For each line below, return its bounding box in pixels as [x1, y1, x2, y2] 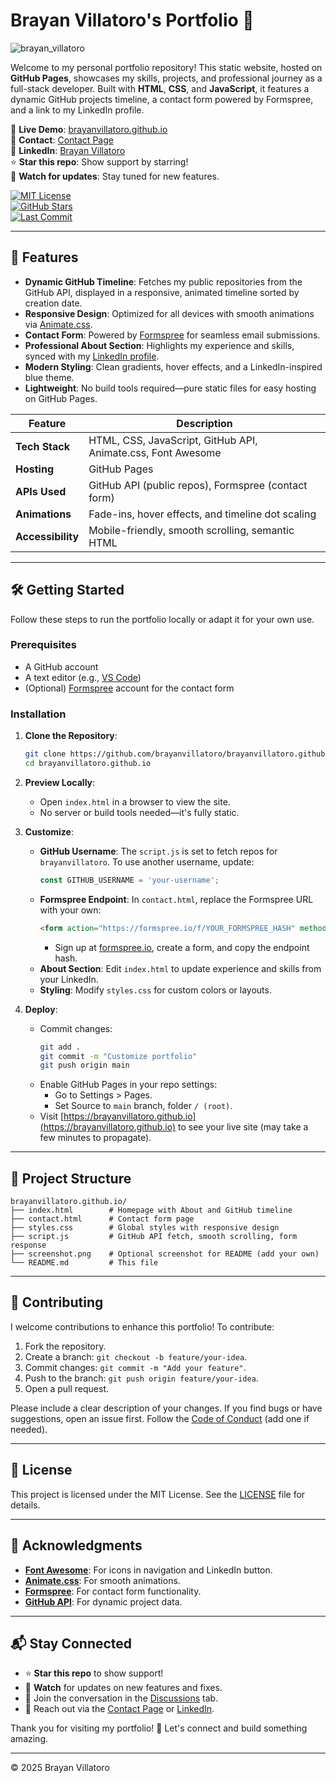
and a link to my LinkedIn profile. [10, 104, 145, 116]
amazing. [10, 1733, 48, 1745]
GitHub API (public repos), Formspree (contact [88, 478, 308, 492]
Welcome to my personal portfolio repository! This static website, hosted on [10, 61, 323, 73]
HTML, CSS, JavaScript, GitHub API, [88, 433, 258, 447]
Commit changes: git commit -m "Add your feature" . [24, 1361, 247, 1373]
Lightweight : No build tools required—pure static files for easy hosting [24, 382, 317, 394]
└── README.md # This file [10, 1258, 159, 1268]
